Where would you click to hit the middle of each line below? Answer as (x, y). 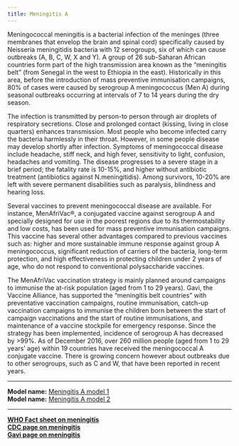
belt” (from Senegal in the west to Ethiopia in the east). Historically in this (115, 72)
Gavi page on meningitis (44, 435)
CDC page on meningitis (44, 427)
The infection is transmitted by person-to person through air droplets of (112, 116)
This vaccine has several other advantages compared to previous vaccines (117, 236)
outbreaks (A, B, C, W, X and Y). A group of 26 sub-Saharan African (107, 57)
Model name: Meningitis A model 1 (58, 391)
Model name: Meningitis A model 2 (59, 399)
